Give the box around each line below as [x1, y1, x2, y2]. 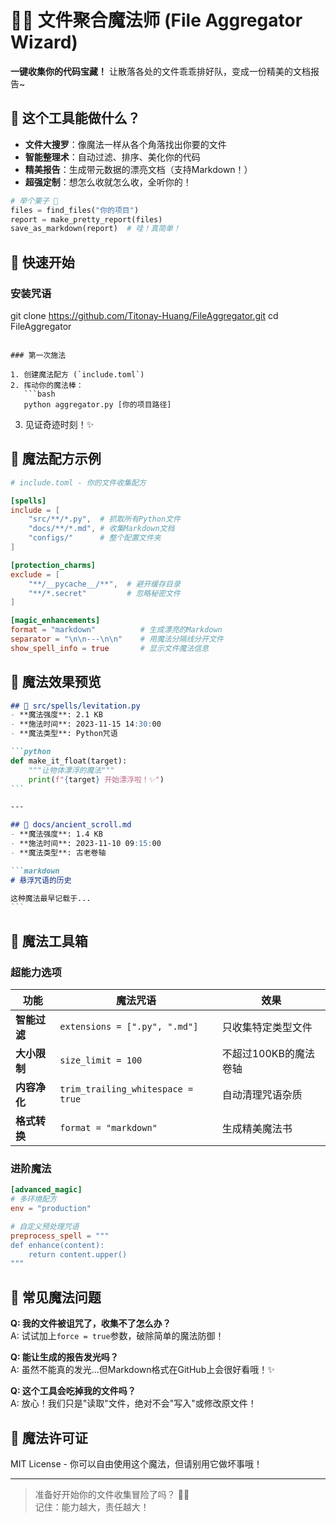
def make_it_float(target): [10, 756, 128, 766]
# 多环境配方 [10, 1194, 57, 1205]
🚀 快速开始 [10, 254, 75, 271]
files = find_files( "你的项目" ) [10, 205, 140, 215]
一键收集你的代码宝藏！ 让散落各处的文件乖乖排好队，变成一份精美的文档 [10, 65, 311, 77]
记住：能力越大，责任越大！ [34, 1501, 150, 1513]
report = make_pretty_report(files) [10, 214, 163, 225]
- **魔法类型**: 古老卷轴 [10, 847, 107, 858]
